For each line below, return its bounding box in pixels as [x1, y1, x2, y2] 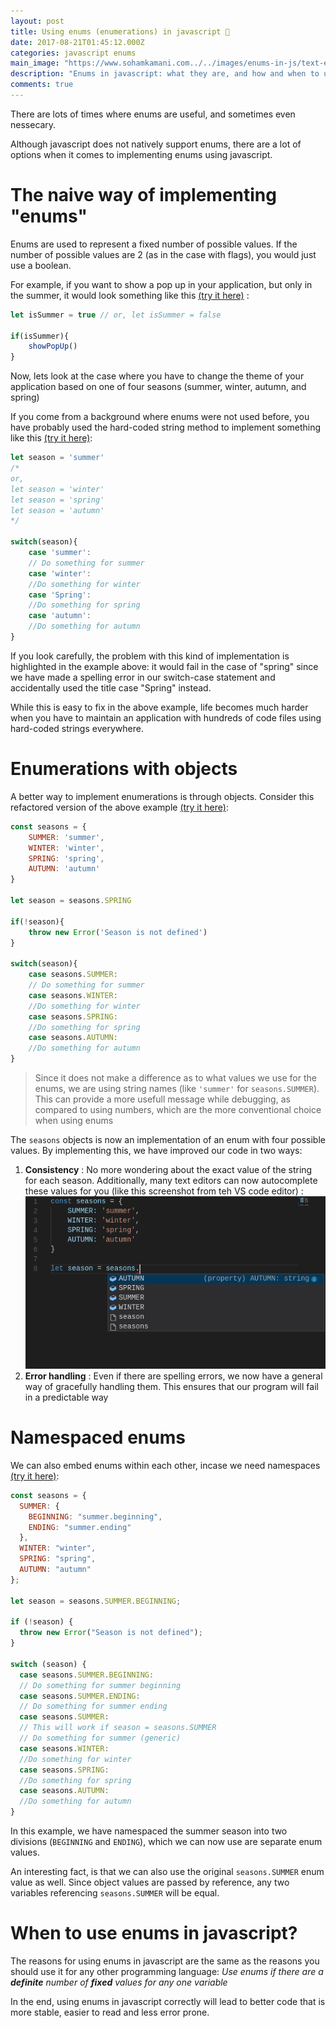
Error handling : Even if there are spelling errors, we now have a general [24, 1370, 323, 1382]
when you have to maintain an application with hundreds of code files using [10, 711, 322, 724]
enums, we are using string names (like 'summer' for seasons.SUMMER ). [34, 1083, 320, 1094]
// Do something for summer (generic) [19, 1733, 182, 1744]
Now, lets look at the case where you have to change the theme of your [10, 370, 305, 382]
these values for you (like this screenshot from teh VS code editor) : [24, 1185, 304, 1197]
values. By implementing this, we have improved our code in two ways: [10, 1145, 303, 1156]
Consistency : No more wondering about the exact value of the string [24, 1164, 313, 1175]
